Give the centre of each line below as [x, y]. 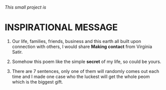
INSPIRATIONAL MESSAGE [61, 27]
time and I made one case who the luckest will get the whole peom [81, 76]
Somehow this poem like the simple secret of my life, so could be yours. [87, 61]
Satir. [17, 51]
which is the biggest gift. [37, 81]
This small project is [25, 7]
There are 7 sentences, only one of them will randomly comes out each [86, 71]
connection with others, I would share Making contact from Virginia [82, 46]
